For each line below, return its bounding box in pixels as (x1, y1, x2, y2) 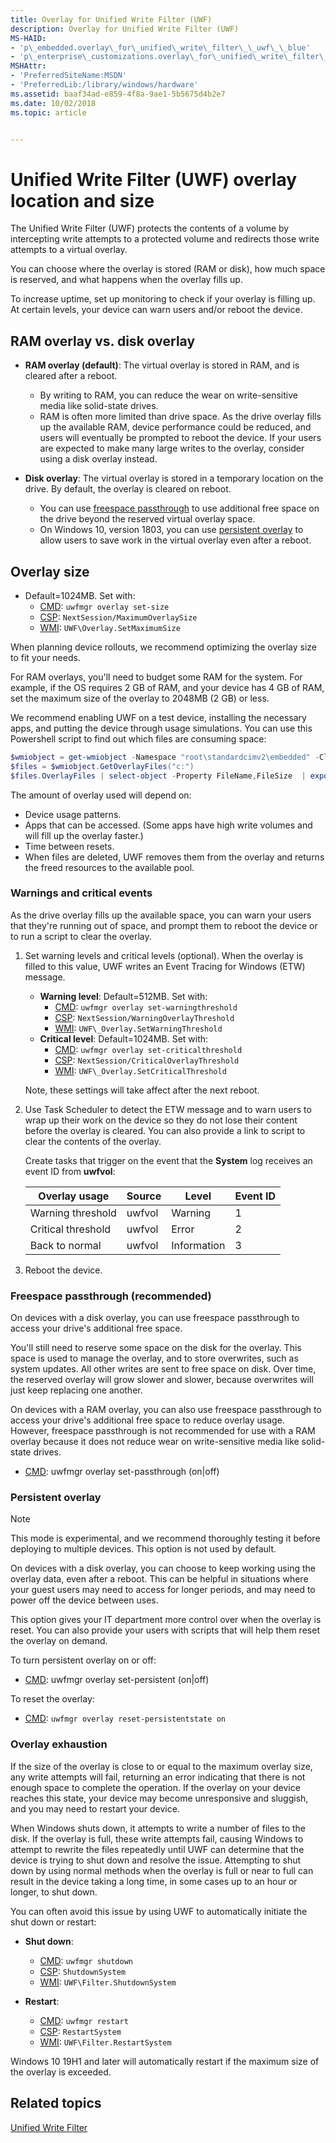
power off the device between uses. (10, 1594, 159, 1606)
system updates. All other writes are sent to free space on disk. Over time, (10, 1363, 317, 1375)
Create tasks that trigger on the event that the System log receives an (24, 1154, 313, 1166)
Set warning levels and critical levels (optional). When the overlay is (24, 949, 304, 961)
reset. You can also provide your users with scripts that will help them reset (10, 1624, 320, 1636)
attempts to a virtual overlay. (10, 244, 128, 256)
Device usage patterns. (24, 808, 122, 820)
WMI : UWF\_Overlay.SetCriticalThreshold (54, 1064, 227, 1076)
